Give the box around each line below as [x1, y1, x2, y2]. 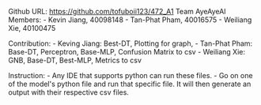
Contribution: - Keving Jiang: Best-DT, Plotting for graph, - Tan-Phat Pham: [8, 39, 253, 48]
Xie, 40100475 [8, 24, 56, 32]
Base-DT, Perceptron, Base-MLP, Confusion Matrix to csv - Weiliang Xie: [8, 47, 245, 56]
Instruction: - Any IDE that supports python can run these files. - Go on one [8, 71, 253, 80]
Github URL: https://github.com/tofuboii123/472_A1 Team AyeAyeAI [8, 7, 227, 16]
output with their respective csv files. [8, 88, 129, 97]
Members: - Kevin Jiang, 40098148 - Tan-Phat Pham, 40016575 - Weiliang [8, 15, 252, 24]
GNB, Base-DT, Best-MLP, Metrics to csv [8, 55, 142, 65]
